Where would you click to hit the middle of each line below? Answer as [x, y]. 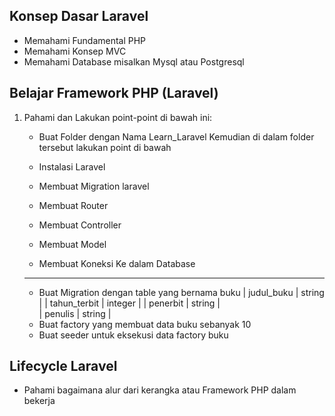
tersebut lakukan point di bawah [105, 147]
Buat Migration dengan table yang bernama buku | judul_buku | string [181, 292]
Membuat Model [72, 244]
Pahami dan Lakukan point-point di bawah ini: [118, 117]
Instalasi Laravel [72, 166]
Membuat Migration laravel [94, 186]
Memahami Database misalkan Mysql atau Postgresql [134, 61]
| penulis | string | [75, 313]
